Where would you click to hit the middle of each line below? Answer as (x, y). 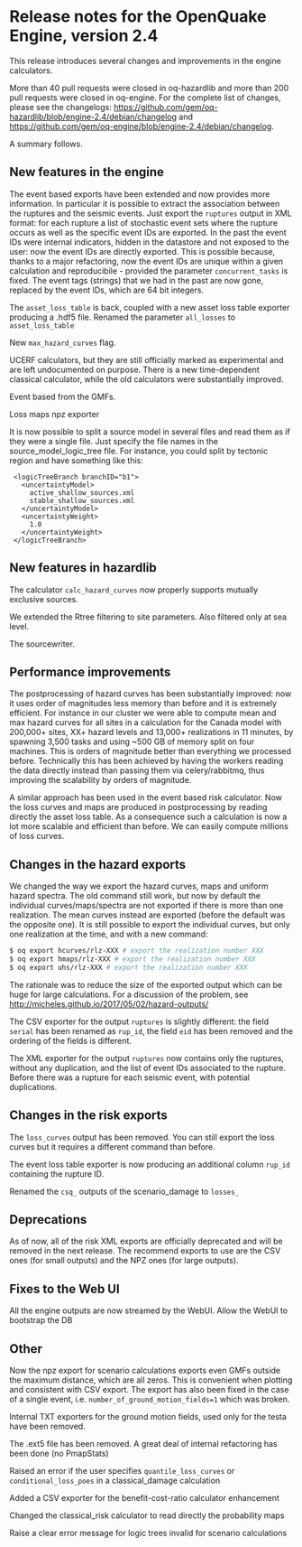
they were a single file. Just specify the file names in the (114, 441)
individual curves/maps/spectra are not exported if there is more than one (146, 906)
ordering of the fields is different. (71, 1040)
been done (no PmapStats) (59, 1454)
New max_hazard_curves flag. (63, 342)
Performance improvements (90, 671)
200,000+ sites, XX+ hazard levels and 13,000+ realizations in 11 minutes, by (151, 732)
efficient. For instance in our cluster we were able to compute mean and (143, 713)
